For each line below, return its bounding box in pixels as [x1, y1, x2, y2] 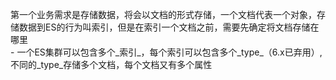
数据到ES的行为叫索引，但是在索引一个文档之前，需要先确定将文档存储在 [18, 21, 320, 33]
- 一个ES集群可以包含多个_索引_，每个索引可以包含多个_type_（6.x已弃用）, [10, 46, 323, 58]
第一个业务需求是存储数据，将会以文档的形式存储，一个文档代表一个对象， [10, 9, 317, 20]
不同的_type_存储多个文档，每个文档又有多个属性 [10, 59, 213, 70]
